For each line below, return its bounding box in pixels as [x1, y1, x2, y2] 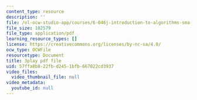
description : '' [6, 14, 46, 20]
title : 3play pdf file [6, 58, 62, 64]
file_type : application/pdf [6, 31, 75, 36]
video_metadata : [6, 80, 46, 86]
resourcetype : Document [6, 52, 64, 58]
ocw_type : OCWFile [6, 47, 51, 53]
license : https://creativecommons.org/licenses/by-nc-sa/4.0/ [6, 42, 161, 48]
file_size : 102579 [6, 25, 51, 31]
